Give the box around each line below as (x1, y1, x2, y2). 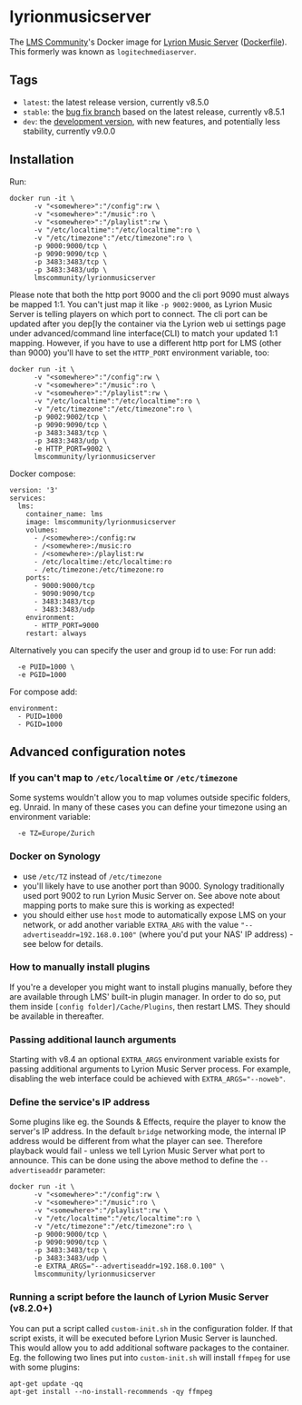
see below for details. (22, 938, 103, 949)
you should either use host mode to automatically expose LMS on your (22, 909, 287, 920)
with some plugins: (9, 1361, 80, 1372)
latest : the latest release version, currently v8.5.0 (22, 96, 209, 107)
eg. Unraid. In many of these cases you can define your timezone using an (9, 802, 287, 812)
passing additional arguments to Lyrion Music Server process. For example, (9, 1063, 292, 1074)
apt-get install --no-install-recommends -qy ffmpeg (9, 1387, 213, 1396)
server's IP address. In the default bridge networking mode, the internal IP (9, 1126, 287, 1137)
